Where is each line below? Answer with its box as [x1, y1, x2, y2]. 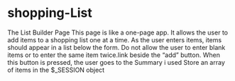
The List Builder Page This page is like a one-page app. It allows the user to [7, 28, 229, 37]
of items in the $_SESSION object [7, 66, 105, 74]
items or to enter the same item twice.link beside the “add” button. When [7, 51, 220, 59]
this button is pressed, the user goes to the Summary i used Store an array [7, 58, 226, 66]
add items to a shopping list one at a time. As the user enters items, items [7, 35, 222, 44]
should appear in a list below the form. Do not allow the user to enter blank [7, 43, 226, 51]
